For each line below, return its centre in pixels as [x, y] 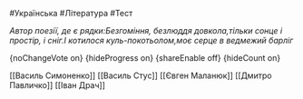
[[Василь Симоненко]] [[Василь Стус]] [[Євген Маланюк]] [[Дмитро [141, 75]
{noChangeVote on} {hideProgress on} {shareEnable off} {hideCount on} [145, 58]
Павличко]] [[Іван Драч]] [58, 85]
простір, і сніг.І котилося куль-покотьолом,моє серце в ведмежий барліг [151, 40]
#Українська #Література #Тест [71, 13]
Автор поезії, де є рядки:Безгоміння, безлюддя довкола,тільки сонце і [146, 30]
